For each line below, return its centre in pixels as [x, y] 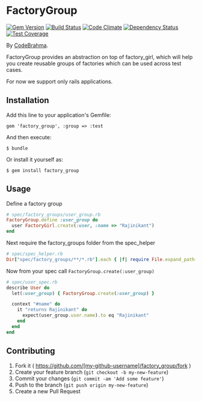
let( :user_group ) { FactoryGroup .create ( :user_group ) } [83, 293]
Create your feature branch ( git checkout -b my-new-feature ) [92, 372]
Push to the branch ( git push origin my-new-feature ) [81, 385]
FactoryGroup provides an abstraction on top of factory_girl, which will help [99, 57]
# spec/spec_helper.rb [35, 254]
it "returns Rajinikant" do [52, 310]
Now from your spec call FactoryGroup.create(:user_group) [81, 271]
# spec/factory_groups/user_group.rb [54, 215]
